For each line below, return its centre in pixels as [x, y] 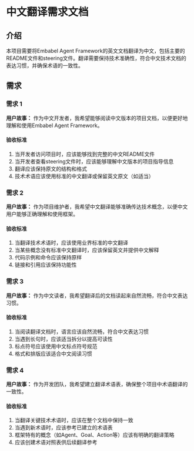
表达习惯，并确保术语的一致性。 [45, 66]
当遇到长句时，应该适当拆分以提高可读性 [63, 339]
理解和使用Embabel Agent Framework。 [54, 125]
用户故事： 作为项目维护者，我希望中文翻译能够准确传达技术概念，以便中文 [97, 207]
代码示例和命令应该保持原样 [48, 258]
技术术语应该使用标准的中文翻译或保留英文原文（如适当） [84, 176]
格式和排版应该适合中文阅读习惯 [53, 353]
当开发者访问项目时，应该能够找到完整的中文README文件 [85, 154]
